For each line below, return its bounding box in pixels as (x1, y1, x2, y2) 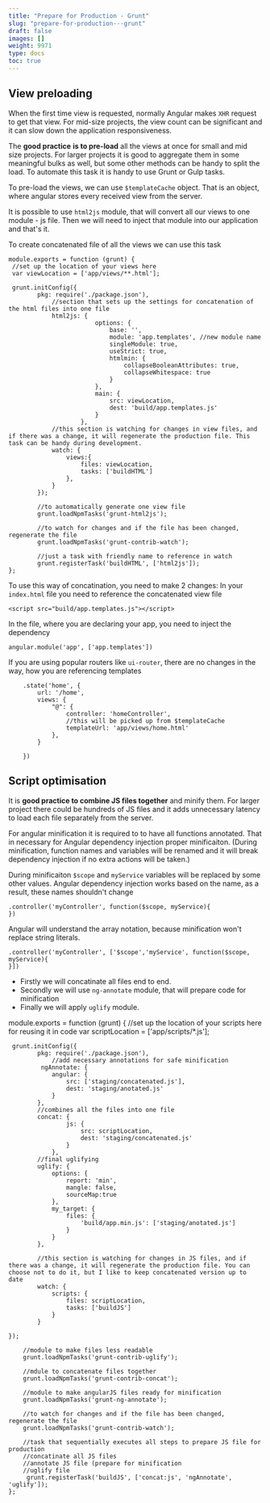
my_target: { (51, 1205, 95, 1213)
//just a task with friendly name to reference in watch (37, 552, 232, 560)
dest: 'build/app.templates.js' (109, 403, 218, 412)
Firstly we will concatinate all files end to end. (19, 976, 172, 986)
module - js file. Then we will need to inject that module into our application (8, 215, 259, 225)
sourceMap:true (65, 1190, 117, 1198)
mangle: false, (65, 1183, 117, 1192)
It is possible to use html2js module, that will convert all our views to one (8, 207, 251, 217)
